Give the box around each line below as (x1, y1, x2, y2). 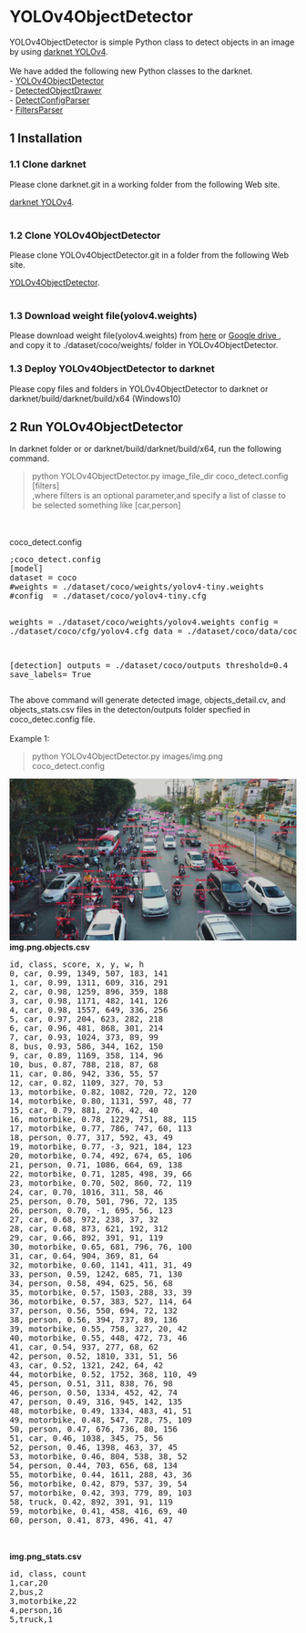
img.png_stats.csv (9, 1551, 82, 1562)
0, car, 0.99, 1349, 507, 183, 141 (9, 968, 168, 979)
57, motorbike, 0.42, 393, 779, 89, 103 (9, 1487, 193, 1498)
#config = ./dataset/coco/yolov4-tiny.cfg (9, 591, 207, 601)
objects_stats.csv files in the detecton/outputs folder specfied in (9, 704, 250, 715)
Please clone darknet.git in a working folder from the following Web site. (9, 179, 280, 190)
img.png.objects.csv (9, 941, 90, 952)
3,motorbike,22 (9, 1596, 77, 1606)
